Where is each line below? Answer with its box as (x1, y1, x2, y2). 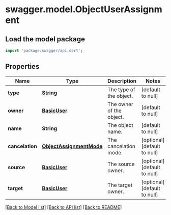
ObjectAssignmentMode (42, 143, 103, 150)
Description (107, 77, 136, 85)
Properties (5, 62, 40, 71)
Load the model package (5, 35, 85, 43)
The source (107, 160, 135, 168)
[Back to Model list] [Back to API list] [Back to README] (5, 204, 122, 210)
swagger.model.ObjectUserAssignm (5, 4, 163, 15)
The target (107, 181, 133, 189)
